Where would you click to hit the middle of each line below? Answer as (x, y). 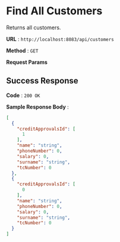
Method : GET (22, 50)
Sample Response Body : (38, 107)
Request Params (27, 62)
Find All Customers (54, 11)
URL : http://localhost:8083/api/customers (60, 39)
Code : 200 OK (23, 95)
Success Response (42, 81)
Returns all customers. (34, 27)
